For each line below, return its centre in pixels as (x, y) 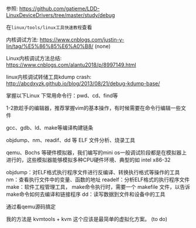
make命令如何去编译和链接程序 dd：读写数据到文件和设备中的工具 (86, 194)
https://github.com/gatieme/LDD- (59, 8)
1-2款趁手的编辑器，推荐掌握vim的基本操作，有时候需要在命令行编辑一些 (94, 108)
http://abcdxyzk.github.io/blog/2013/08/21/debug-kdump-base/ (83, 83)
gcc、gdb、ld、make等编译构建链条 (50, 128)
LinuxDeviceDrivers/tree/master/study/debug (61, 15)
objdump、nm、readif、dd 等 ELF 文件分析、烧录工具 (71, 140)
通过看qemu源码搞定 (31, 207)
